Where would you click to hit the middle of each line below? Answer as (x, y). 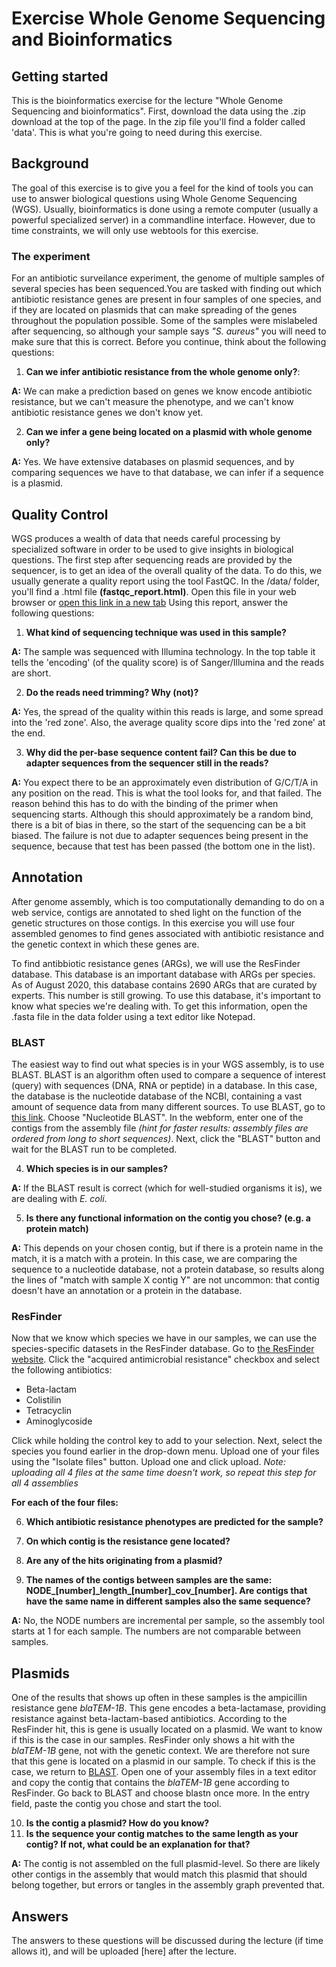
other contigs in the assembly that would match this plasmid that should (159, 1874)
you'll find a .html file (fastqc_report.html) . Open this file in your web (154, 591)
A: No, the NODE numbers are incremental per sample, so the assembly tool (168, 1621)
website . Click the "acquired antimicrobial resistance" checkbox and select (165, 1359)
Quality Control (60, 514)
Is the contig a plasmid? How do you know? (117, 1823)
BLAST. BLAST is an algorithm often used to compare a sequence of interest (168, 1075)
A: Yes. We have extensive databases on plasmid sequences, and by (153, 462)
